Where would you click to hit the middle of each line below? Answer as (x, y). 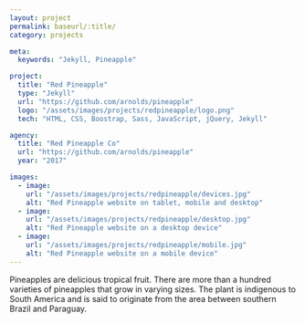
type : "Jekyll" (47, 93)
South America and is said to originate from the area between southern (143, 298)
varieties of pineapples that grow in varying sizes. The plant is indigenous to (153, 289)
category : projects (47, 35)
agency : (24, 135)
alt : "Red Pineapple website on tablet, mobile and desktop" (144, 203)
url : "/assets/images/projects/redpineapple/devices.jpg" (138, 194)
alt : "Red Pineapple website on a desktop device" (124, 228)
